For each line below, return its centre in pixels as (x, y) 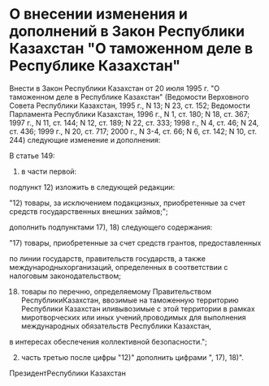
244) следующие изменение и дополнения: (85, 139)
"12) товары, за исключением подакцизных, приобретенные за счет (128, 203)
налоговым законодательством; (65, 276)
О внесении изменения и (98, 14)
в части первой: (49, 171)
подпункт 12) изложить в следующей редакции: (92, 187)
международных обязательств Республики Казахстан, (116, 326)
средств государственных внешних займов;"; (89, 211)
